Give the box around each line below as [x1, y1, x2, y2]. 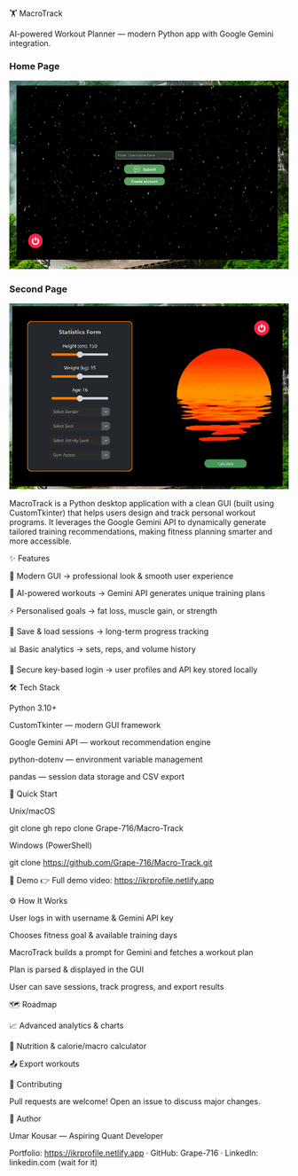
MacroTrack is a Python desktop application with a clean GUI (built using [9, 498, 275, 509]
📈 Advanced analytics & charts [9, 1020, 124, 1031]
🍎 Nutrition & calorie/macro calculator [9, 1041, 147, 1052]
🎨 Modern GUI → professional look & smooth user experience [9, 571, 234, 582]
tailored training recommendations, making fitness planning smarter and [9, 527, 273, 537]
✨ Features [9, 553, 51, 564]
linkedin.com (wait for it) [9, 1157, 98, 1168]
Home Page [9, 59, 60, 72]
